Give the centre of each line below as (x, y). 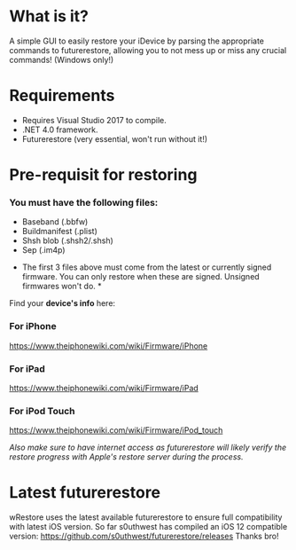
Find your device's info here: (62, 303)
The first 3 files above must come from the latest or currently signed (147, 267)
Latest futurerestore (85, 493)
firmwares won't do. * (62, 287)
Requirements (62, 96)
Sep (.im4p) (43, 250)
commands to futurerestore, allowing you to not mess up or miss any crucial (148, 50)
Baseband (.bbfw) (55, 222)
